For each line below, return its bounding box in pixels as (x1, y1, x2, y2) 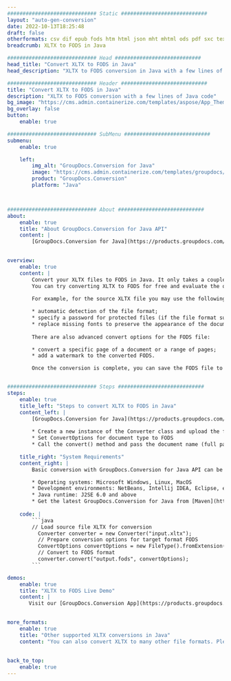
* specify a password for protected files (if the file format (32, 314, 217, 321)
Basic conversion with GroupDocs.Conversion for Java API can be (32, 466, 223, 473)
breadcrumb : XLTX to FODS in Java (7, 42, 107, 49)
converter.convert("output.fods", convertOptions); (37, 556, 189, 562)
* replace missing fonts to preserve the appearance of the (32, 321, 208, 327)
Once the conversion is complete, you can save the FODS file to (32, 365, 223, 372)
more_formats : (7, 619, 48, 626)
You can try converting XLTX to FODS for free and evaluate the (32, 283, 220, 289)
